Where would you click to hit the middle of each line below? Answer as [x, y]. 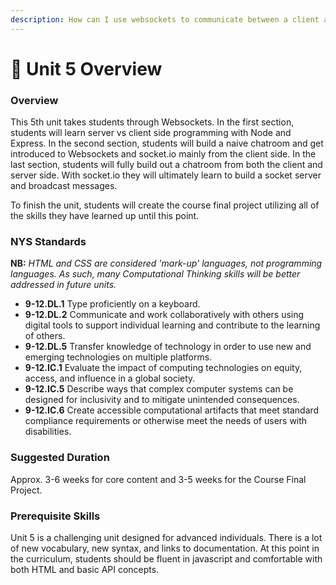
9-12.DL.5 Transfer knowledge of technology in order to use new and [168, 347]
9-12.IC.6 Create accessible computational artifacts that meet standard [172, 410]
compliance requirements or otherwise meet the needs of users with [166, 421]
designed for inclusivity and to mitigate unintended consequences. [162, 400]
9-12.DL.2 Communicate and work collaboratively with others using [164, 315]
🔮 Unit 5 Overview [86, 68]
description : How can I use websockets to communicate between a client [165, 19]
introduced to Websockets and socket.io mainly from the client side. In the [163, 154]
